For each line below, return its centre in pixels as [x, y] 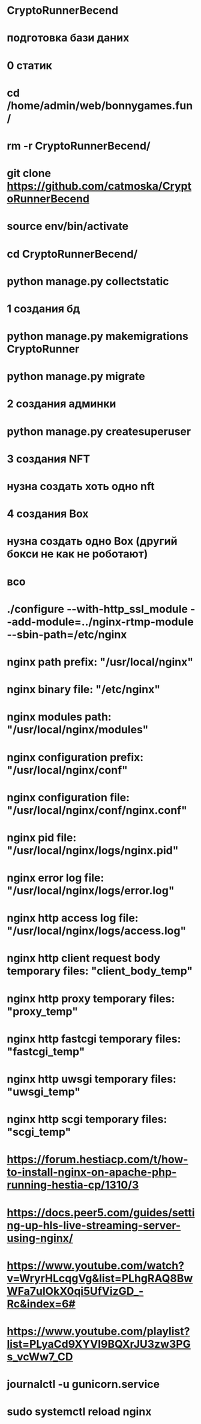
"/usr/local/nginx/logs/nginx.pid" [93, 850]
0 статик [30, 65]
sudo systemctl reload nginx [79, 1412]
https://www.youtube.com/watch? [96, 1265]
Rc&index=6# [41, 1304]
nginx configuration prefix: [75, 757]
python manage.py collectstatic [88, 281]
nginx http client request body [84, 958]
